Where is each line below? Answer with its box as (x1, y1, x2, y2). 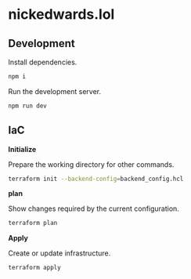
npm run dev (8, 102, 47, 110)
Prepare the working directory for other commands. (8, 159, 175, 169)
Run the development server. (8, 86, 102, 96)
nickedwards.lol (8, 5, 115, 24)
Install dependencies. (8, 57, 77, 67)
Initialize (8, 144, 37, 154)
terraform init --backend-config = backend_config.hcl (8, 175, 184, 183)
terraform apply (8, 264, 61, 272)
